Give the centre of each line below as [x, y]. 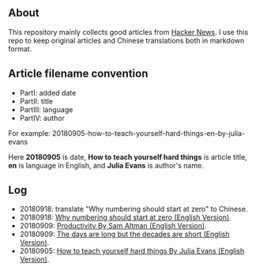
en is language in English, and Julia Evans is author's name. [106, 165]
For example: [30, 133]
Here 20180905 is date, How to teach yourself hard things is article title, [128, 156]
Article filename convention [78, 74]
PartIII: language [46, 109]
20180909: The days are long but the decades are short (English [124, 234]
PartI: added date [48, 92]
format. [20, 49]
